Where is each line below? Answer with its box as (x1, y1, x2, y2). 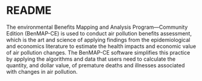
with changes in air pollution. (6, 68, 78, 75)
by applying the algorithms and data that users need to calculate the (6, 55, 176, 62)
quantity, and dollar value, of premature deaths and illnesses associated (6, 61, 185, 69)
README (6, 4, 52, 17)
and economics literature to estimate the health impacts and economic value (6, 43, 197, 50)
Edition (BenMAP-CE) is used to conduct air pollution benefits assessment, (6, 29, 192, 37)
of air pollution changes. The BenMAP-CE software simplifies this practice (6, 49, 191, 56)
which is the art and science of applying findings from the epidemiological (6, 36, 191, 43)
